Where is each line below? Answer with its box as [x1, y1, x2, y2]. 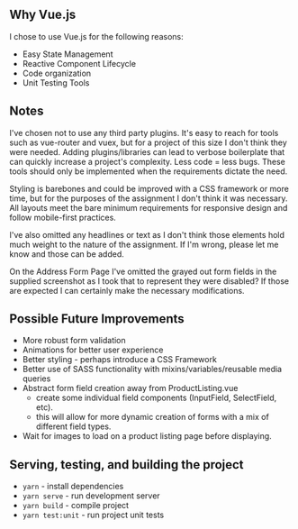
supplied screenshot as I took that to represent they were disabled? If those [9, 275, 290, 287]
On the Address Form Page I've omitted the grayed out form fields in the [9, 266, 277, 277]
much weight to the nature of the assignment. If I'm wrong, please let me [9, 239, 279, 250]
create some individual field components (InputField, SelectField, [35, 392, 277, 404]
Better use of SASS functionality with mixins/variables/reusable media [22, 364, 282, 375]
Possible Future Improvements [9, 311, 185, 327]
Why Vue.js [9, 7, 77, 23]
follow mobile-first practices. [9, 212, 117, 223]
